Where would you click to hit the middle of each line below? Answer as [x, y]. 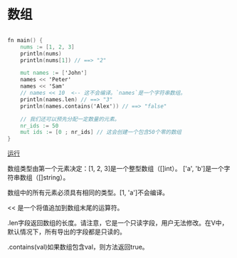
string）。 [56, 177]
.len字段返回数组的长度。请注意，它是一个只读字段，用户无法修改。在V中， [118, 223]
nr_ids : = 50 [39, 125]
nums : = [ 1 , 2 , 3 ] [47, 47]
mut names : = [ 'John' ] [54, 73]
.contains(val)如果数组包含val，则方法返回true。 [78, 247]
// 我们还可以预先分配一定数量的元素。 [70, 119]
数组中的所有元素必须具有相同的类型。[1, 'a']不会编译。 [88, 192]
